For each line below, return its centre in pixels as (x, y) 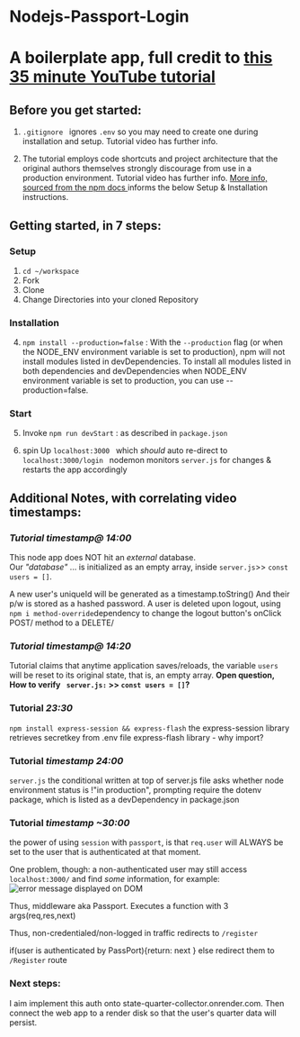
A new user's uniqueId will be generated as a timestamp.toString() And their (150, 594)
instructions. (45, 197)
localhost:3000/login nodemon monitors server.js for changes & (147, 460)
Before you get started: (75, 110)
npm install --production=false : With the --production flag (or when (152, 342)
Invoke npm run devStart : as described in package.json (125, 433)
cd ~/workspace (51, 271)
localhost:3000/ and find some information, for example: (115, 879)
